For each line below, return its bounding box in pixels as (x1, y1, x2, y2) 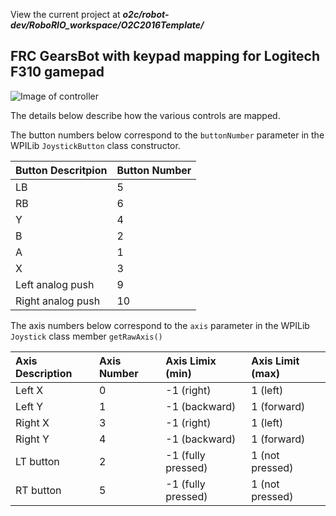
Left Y (15, 399, 44, 413)
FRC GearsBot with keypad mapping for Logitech (10, 48, 320, 65)
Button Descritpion (15, 163, 108, 177)
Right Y (15, 432, 50, 446)
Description (15, 366, 73, 380)
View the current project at (10, 9, 121, 20)
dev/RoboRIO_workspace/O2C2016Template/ (10, 19, 205, 31)
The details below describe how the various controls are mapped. (10, 109, 281, 121)
